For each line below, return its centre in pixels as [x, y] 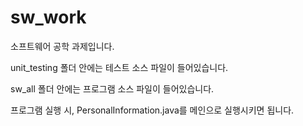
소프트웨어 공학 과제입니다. [62, 46]
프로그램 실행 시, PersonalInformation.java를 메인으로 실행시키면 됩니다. [152, 110]
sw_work [48, 17]
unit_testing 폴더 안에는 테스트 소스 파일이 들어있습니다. [119, 67]
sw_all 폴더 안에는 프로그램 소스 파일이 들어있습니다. [112, 88]
